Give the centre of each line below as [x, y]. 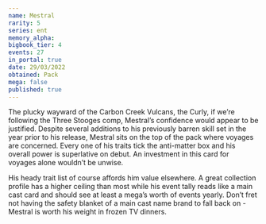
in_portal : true [35, 60]
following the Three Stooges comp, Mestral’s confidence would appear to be [133, 121]
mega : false [28, 82]
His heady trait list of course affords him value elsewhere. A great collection [132, 178]
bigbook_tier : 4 [35, 45]
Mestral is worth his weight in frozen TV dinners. [87, 212]
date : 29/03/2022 [37, 68]
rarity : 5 [25, 23]
